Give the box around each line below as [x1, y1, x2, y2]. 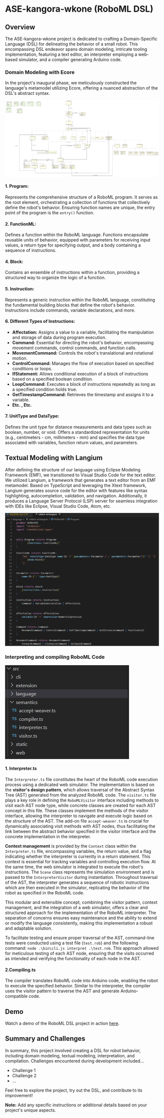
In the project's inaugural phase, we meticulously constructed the [5, 80, 137, 86]
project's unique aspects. [5, 1107, 56, 1113]
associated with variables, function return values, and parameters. [5, 440, 138, 446]
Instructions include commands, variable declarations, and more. [5, 307, 136, 313]
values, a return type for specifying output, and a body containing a [5, 242, 141, 248]
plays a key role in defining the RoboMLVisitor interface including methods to [5, 797, 159, 803]
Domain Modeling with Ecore [5, 68, 75, 75]
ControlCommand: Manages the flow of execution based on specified [12, 360, 154, 366]
